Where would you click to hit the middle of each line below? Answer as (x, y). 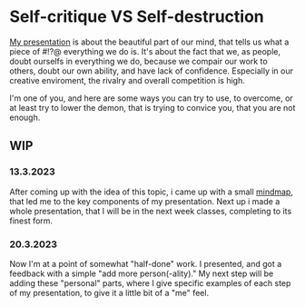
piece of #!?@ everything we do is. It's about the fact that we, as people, (145, 51)
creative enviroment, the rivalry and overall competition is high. (127, 80)
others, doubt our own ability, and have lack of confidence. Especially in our (151, 71)
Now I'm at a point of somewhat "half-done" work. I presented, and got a (146, 263)
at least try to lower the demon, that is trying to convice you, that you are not (152, 107)
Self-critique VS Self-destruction (137, 17)
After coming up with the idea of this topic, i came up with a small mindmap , (151, 192)
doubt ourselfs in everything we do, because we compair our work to (138, 61)
